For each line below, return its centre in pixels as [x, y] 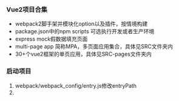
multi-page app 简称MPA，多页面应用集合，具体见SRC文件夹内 [94, 47]
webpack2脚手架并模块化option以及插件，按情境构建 [81, 24]
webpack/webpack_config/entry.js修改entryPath [76, 85]
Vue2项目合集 [27, 9]
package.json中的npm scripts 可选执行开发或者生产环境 [85, 31]
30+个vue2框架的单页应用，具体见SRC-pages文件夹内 [83, 54]
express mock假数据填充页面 [51, 39]
